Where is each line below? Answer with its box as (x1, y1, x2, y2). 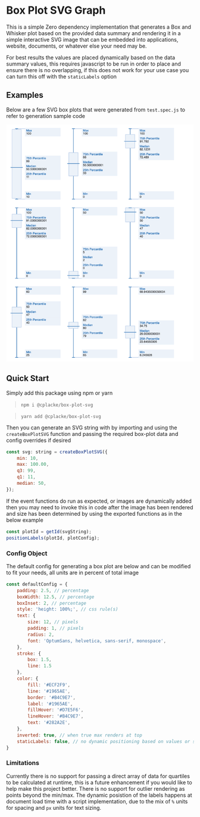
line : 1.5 (27, 663, 52, 669)
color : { (17, 676, 39, 682)
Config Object (6, 549, 48, 558)
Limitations (6, 759, 40, 767)
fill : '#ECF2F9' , (27, 682, 70, 688)
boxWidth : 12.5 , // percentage (17, 594, 95, 600)
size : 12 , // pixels (27, 619, 79, 625)
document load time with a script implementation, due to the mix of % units (6, 797, 188, 805)
